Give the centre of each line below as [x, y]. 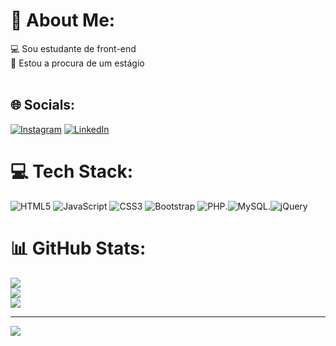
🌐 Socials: [43, 105]
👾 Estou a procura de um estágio [77, 63]
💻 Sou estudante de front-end [73, 48]
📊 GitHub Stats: [78, 248]
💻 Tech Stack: [72, 171]
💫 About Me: [63, 20]
